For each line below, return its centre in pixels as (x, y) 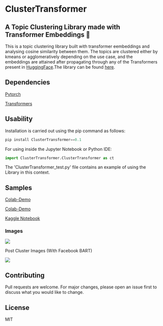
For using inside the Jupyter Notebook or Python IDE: (58, 149)
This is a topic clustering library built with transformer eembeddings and (77, 46)
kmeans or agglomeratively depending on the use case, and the (69, 57)
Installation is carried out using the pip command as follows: (65, 131)
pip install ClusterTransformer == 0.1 (43, 140)
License (17, 308)
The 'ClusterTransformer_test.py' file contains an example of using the (76, 167)
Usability (19, 119)
